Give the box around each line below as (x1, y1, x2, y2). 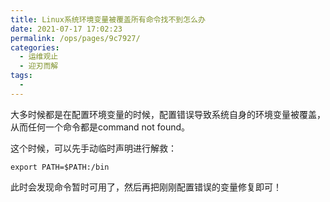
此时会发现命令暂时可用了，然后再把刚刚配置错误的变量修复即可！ (10, 181, 282, 193)
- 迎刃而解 (19, 61, 59, 71)
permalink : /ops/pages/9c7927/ (10, 33, 141, 43)
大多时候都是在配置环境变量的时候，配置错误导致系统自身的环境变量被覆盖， (10, 108, 326, 120)
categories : (10, 42, 60, 53)
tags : (10, 71, 33, 81)
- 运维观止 (19, 52, 59, 62)
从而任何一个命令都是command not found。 (10, 121, 191, 133)
